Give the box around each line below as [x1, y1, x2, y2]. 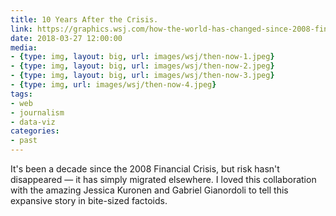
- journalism [10, 107, 65, 118]
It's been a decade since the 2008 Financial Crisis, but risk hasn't [10, 163, 280, 175]
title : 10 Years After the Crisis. [10, 14, 159, 25]
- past [10, 136, 38, 146]
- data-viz [10, 117, 56, 127]
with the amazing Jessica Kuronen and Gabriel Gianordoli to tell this [10, 184, 289, 196]
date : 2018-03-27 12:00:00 [10, 33, 123, 43]
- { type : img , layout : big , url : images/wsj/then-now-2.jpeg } [10, 61, 275, 71]
